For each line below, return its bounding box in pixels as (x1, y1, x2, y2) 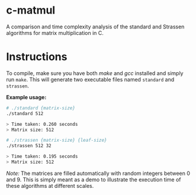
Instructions (6, 50, 68, 64)
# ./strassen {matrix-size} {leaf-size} (6, 137, 108, 144)
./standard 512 (6, 110, 44, 116)
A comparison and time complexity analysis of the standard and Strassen (6, 23, 185, 30)
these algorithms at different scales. (6, 182, 94, 189)
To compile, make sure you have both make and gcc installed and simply (6, 69, 184, 77)
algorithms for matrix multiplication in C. (6, 29, 104, 36)
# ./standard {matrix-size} (6, 105, 76, 111)
